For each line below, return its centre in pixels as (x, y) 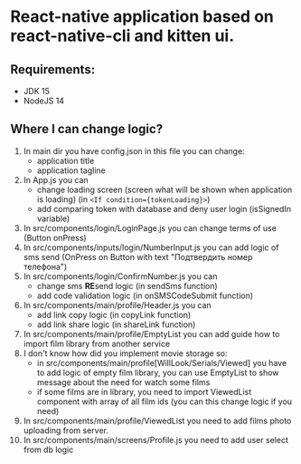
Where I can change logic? (87, 129)
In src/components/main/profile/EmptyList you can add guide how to (151, 333)
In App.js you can (56, 179)
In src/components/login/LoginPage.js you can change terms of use (150, 227)
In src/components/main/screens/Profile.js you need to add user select (155, 440)
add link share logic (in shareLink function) (116, 324)
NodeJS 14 (44, 101)
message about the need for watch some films (123, 382)
